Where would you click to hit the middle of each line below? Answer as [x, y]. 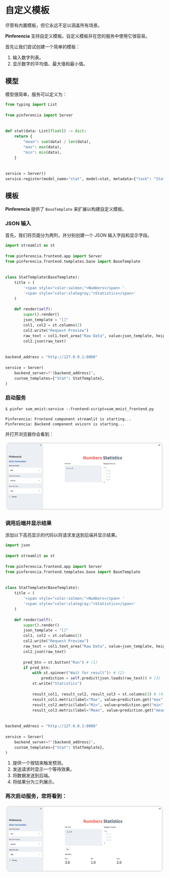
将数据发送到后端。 [32, 776]
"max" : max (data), [43, 147]
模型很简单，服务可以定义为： [36, 94]
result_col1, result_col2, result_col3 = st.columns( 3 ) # [94, 694]
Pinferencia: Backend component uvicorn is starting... [65, 424]
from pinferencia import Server [39, 115]
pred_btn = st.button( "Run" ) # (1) [61, 662]
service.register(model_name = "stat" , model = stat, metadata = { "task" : [78, 179]
